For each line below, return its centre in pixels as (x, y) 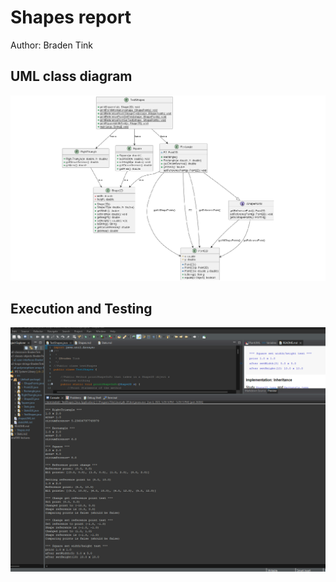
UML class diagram (71, 76)
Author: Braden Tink (52, 45)
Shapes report (71, 17)
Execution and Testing (81, 308)
